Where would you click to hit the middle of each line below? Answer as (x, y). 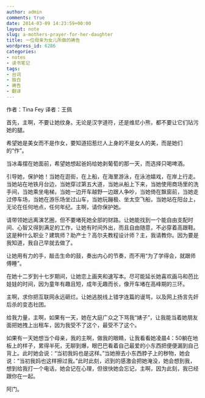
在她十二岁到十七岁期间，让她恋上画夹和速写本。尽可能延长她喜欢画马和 (97, 276)
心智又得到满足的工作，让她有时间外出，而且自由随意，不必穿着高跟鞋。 (108, 227)
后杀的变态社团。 (28, 304)
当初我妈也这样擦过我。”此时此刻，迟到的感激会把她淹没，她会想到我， (107, 361)
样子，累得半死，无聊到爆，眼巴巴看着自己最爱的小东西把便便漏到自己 (110, 346)
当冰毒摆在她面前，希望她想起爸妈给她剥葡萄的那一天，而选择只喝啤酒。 (97, 163)
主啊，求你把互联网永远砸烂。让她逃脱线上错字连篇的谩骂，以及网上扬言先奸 (103, 297)
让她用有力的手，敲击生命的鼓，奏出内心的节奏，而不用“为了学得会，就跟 (99, 255)
